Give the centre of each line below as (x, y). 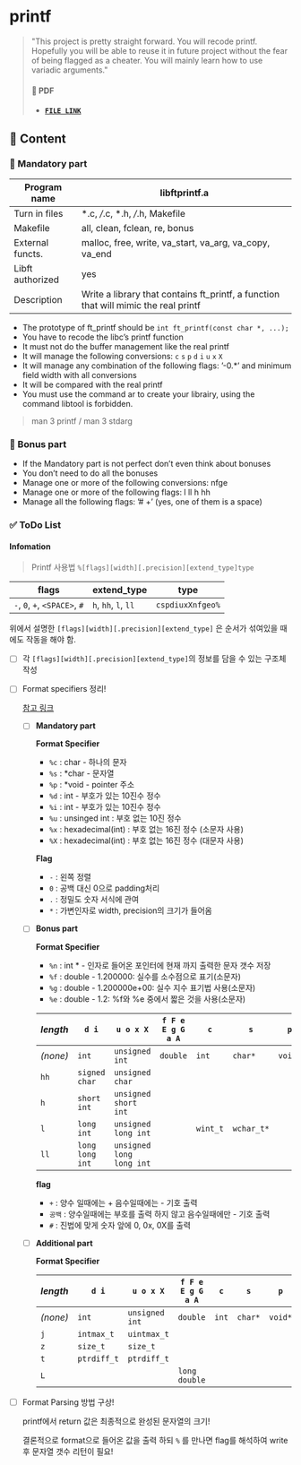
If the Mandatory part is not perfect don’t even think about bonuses (146, 464)
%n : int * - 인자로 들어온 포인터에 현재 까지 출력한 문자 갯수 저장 (160, 965)
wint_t (210, 1128)
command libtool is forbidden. (77, 403)
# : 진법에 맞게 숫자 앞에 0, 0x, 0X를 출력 (120, 1225)
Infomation (30, 546)
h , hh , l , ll (114, 605)
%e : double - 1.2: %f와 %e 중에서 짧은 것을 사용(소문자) (147, 999)
